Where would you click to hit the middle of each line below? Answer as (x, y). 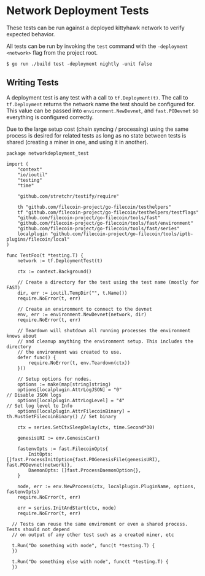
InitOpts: (41, 454)
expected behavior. (31, 34)
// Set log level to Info (39, 406)
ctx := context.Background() (55, 271)
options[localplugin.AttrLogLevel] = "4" (71, 400)
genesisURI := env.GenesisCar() (59, 438)
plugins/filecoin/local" (38, 239)
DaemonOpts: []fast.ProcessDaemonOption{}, (85, 470)
